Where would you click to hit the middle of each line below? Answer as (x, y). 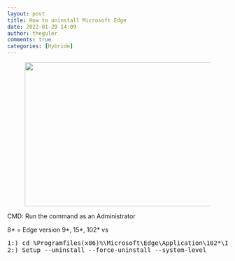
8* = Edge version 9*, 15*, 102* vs (58, 230)
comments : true (29, 40)
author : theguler (33, 33)
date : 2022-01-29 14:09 (42, 27)
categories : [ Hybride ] (40, 46)
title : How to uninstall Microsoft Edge (67, 20)
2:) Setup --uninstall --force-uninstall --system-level (107, 250)
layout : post (26, 14)
